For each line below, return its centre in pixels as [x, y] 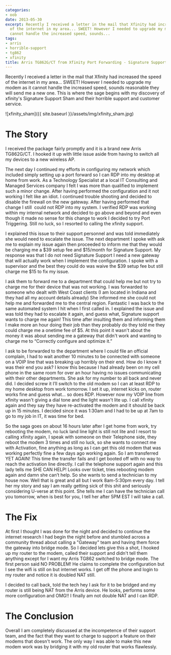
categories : [18, 10]
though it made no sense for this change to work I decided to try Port [78, 218]
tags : [11, 39]
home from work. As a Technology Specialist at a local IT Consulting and [81, 180]
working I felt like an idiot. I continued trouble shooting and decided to [79, 197]
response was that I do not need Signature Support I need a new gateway [82, 255]
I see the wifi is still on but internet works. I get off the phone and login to [82, 570]
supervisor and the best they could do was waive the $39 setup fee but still [84, 266]
